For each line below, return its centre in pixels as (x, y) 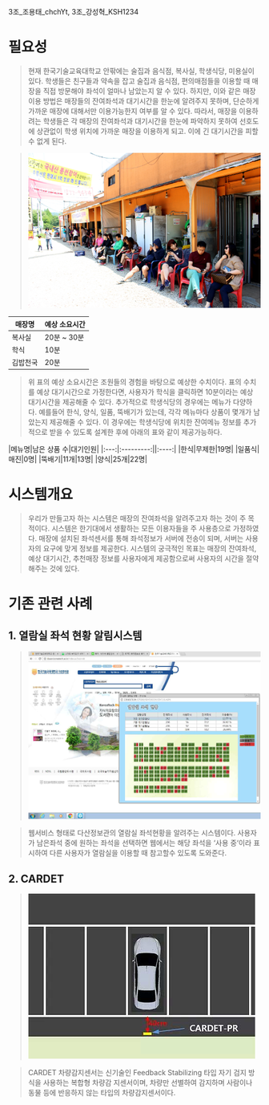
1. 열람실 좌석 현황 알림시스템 (75, 636)
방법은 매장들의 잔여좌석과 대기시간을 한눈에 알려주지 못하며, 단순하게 (151, 101)
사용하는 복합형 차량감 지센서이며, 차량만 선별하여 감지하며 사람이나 (148, 1083)
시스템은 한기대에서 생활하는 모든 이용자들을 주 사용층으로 (141, 528)
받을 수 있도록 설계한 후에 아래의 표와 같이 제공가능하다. (136, 432)
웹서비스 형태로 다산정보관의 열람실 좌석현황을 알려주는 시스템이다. (132, 833)
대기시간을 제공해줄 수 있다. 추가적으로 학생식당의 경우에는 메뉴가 (129, 402)
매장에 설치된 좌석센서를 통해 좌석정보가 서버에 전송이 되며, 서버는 (141, 538)
